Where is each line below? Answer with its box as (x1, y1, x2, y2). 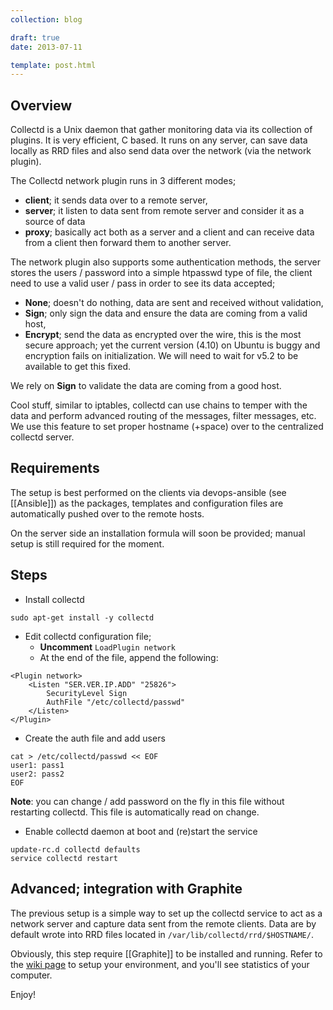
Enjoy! (10, 988, 37, 1000)
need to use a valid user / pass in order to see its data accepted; (10, 277, 276, 290)
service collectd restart (10, 853, 118, 863)
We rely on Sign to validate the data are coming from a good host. (10, 380, 282, 392)
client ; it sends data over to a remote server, (24, 194, 208, 206)
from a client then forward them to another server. (24, 237, 232, 249)
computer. (10, 969, 53, 981)
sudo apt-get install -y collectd (10, 612, 155, 623)
